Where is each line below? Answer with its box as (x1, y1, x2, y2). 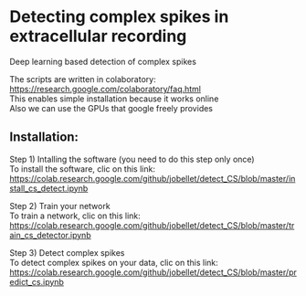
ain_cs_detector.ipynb (9, 229, 91, 240)
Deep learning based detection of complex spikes (9, 56, 196, 67)
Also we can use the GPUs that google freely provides (9, 102, 213, 113)
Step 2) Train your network (9, 200, 111, 211)
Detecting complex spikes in (9, 6, 229, 27)
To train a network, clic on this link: (9, 210, 142, 221)
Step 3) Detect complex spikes (9, 247, 125, 258)
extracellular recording (9, 26, 187, 47)
